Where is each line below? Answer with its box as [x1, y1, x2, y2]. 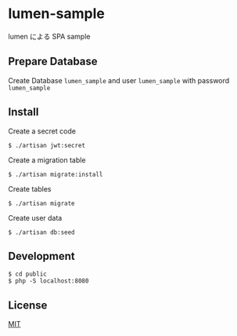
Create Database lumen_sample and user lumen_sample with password [8, 75, 230, 85]
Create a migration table [8, 155, 86, 165]
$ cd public [8, 270, 47, 279]
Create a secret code [8, 126, 77, 136]
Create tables [8, 184, 52, 193]
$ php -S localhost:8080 [8, 277, 89, 285]
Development [8, 249, 76, 263]
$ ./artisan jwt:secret [8, 141, 86, 149]
